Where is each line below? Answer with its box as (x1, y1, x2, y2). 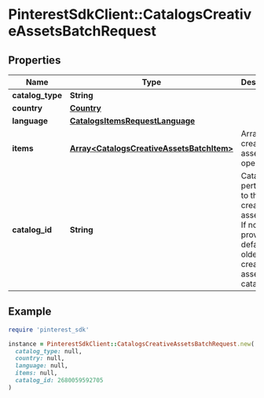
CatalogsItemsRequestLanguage (69, 115, 196, 126)
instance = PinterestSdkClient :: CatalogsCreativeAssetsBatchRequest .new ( (8, 340, 255, 348)
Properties (8, 53, 61, 67)
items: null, (15, 369, 58, 378)
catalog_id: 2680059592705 (15, 377, 104, 385)
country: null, (15, 355, 65, 363)
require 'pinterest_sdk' (8, 326, 90, 334)
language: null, (15, 362, 68, 370)
